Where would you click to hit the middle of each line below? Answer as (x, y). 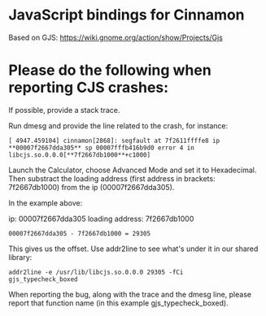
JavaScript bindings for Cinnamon (127, 15)
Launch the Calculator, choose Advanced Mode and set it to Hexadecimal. (133, 170)
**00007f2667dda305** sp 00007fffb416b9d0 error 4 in (102, 148)
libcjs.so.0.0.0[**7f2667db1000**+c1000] (80, 155)
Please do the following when (110, 70)
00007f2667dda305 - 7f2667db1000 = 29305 (80, 233)
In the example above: (46, 203)
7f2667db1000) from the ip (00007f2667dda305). (92, 187)
